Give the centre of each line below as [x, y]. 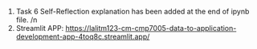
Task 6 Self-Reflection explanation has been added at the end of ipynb [133, 11]
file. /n [27, 20]
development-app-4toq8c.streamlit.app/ [83, 36]
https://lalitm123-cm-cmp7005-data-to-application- [151, 28]
